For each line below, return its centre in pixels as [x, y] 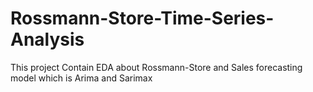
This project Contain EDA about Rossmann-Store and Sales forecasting [156, 67]
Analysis [47, 39]
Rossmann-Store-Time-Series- [142, 18]
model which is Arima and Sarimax [81, 78]
